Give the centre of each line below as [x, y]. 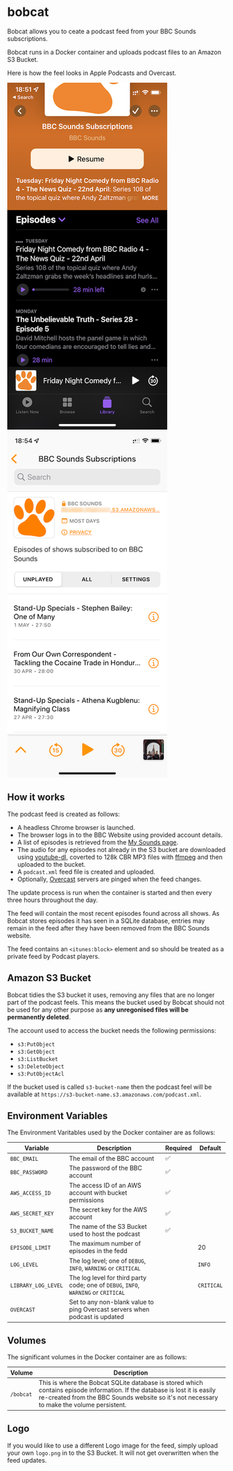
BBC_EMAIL [24, 1159]
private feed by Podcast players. [54, 956]
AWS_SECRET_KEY [32, 1214]
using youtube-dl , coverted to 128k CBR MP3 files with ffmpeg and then [120, 857]
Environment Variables [58, 1115]
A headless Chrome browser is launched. [76, 827]
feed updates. [27, 1460]
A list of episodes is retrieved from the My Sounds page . [98, 842]
